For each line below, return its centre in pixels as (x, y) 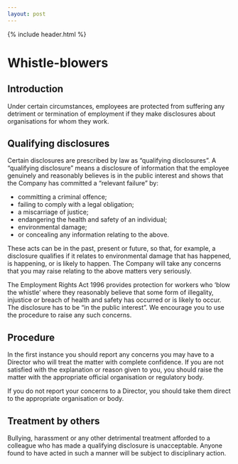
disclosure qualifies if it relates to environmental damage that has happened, (119, 256)
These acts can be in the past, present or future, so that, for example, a (112, 249)
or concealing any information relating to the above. (93, 234)
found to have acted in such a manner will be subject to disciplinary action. (117, 453)
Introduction (36, 89)
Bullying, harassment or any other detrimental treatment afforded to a (109, 438)
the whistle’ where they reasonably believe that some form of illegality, (110, 293)
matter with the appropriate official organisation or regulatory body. (106, 377)
